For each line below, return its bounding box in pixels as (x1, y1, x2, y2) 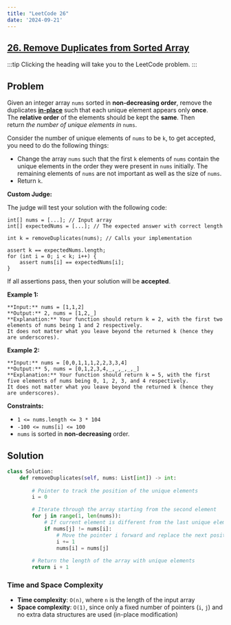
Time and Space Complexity (7, 580, 104, 590)
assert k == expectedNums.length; (7, 247, 107, 254)
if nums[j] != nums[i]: (43, 525, 112, 532)
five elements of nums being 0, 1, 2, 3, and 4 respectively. (7, 377, 189, 385)
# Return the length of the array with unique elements (32, 557, 195, 564)
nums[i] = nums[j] (56, 544, 109, 552)
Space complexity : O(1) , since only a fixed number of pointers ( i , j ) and (16, 603, 223, 611)
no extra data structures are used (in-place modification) (16, 611, 178, 619)
